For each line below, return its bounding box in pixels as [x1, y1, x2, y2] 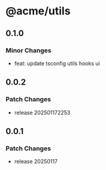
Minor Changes [5, 46, 52, 55]
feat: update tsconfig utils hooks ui [14, 59, 100, 67]
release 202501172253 [14, 109, 71, 116]
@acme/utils [5, 4, 71, 18]
